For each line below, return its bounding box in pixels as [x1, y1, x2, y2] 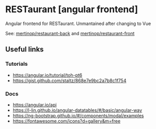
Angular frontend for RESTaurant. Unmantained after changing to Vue [5, 20, 151, 27]
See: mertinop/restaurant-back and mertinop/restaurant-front [5, 30, 135, 36]
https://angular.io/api [12, 101, 57, 108]
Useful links [5, 45, 44, 54]
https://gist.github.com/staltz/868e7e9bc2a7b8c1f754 [12, 78, 126, 84]
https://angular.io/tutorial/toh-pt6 [12, 72, 83, 78]
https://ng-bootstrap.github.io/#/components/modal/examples [12, 112, 144, 118]
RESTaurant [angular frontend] [5, 4, 138, 15]
